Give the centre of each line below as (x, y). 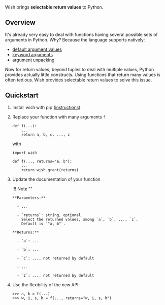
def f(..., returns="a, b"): (42, 161)
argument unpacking (33, 60)
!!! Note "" (22, 189)
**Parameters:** (29, 198)
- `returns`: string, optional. (50, 215)
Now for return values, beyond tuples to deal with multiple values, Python (80, 69)
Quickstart (22, 95)
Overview (20, 22)
